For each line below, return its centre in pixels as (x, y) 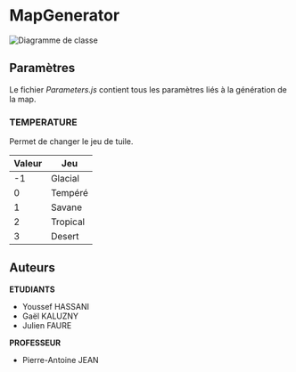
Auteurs (33, 268)
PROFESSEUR (35, 343)
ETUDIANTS (32, 289)
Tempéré (70, 193)
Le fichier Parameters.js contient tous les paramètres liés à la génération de (148, 89)
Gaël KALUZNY (50, 316)
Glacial (65, 179)
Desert (65, 237)
